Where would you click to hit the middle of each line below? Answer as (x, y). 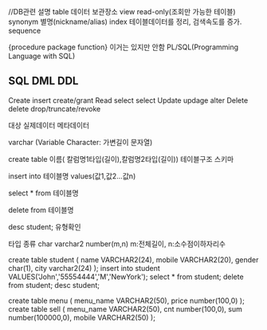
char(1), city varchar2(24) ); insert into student (84, 268)
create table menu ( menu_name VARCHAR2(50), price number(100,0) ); (126, 301)
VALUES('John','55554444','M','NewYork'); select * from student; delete (126, 277)
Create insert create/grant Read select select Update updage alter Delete (128, 100)
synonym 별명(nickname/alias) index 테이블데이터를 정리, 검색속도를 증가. (125, 22)
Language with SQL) (42, 56)
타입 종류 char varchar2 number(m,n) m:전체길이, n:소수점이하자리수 (117, 244)
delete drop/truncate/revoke (55, 108)
